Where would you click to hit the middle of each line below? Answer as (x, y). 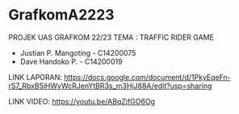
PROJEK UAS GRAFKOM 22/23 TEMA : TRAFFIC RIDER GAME (111, 37)
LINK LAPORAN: (36, 77)
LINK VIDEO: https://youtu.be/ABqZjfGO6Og (82, 101)
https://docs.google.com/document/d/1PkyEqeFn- (147, 77)
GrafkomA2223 (61, 15)
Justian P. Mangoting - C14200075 (78, 53)
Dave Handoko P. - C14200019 (71, 61)
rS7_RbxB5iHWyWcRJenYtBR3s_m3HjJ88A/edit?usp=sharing (110, 86)
